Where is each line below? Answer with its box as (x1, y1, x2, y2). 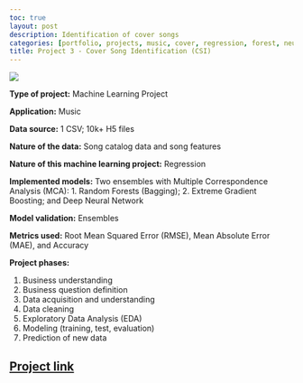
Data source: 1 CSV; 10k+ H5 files (9, 124, 135, 135)
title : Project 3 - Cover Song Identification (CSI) (9, 47, 212, 56)
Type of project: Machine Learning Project (9, 89, 169, 99)
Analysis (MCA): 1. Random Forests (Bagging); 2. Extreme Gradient (9, 186, 257, 197)
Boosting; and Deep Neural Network (9, 195, 144, 206)
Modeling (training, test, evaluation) (22, 322, 155, 334)
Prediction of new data (22, 332, 107, 343)
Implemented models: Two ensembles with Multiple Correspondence (9, 176, 269, 187)
